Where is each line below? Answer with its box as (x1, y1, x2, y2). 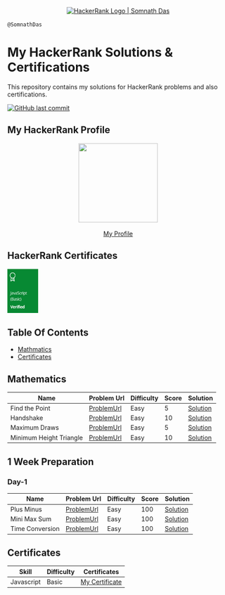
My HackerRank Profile (7, 124, 110, 136)
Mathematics (7, 373, 67, 385)
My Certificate (80, 577, 122, 587)
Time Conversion (10, 525, 60, 533)
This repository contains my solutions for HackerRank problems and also (7, 82, 218, 91)
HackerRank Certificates (7, 250, 118, 262)
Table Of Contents (7, 326, 89, 338)
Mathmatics (17, 345, 52, 354)
